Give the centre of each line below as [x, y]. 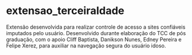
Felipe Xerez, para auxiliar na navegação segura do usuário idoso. [86, 46]
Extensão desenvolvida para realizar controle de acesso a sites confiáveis [96, 27]
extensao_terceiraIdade [65, 11]
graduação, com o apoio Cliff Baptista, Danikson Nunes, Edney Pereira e [94, 39]
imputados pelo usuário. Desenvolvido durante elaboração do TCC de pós [96, 33]
